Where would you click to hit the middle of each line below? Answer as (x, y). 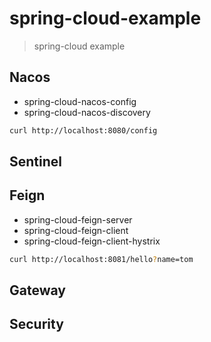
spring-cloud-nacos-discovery (87, 112)
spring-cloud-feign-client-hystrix (92, 241)
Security (36, 324)
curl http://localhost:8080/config (83, 130)
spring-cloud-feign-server (78, 219)
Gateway (37, 290)
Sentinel (35, 162)
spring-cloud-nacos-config (80, 101)
